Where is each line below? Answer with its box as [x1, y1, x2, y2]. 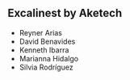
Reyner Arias [19, 27, 62, 37]
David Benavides [19, 36, 76, 46]
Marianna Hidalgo [19, 53, 78, 63]
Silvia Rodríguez [19, 62, 73, 72]
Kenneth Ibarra [19, 44, 69, 55]
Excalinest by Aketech [7, 6, 123, 20]
